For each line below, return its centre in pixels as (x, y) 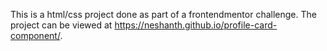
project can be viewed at (61, 25)
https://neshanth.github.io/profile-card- (196, 25)
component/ (35, 35)
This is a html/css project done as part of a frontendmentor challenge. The (163, 14)
